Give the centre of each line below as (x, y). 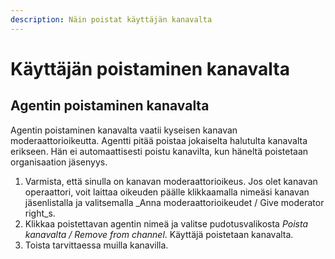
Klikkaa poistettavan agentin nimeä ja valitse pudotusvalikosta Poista (166, 223)
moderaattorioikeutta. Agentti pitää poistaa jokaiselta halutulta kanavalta (159, 140)
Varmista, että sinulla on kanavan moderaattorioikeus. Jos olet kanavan (171, 181)
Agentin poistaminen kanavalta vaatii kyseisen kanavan (124, 130)
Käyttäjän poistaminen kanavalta (150, 68)
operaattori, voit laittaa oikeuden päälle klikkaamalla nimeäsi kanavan (167, 192)
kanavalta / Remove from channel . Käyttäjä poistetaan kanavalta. (159, 234)
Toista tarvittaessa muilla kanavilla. (96, 245)
